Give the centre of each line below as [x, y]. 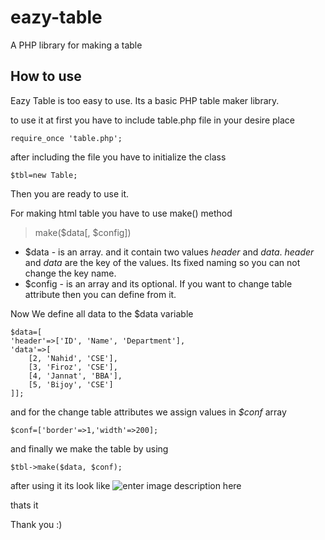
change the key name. [70, 273]
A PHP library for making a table [76, 45]
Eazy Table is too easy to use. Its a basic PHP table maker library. [145, 100]
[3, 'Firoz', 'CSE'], [73, 367]
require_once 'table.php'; [66, 138]
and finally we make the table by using [89, 448]
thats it [24, 505]
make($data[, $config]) [83, 232]
